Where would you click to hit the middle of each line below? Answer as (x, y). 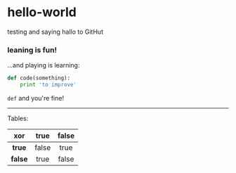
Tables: (18, 118)
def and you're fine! (36, 98)
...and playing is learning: (44, 65)
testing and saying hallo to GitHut (55, 32)
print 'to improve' (48, 85)
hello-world (42, 12)
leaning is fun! (32, 50)
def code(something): (39, 78)
